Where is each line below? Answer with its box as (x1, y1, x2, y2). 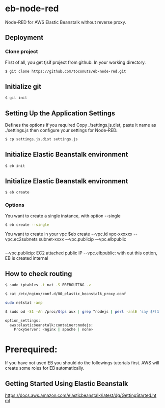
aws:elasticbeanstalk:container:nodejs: (9, 323, 93, 327)
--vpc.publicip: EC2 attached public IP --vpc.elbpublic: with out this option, (5, 250, 157, 256)
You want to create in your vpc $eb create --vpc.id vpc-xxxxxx (5, 231, 133, 237)
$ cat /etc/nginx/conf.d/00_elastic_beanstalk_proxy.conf (5, 292, 126, 297)
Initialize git (5, 82, 42, 91)
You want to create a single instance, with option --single (5, 213, 121, 218)
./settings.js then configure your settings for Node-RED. (5, 127, 118, 133)
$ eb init (5, 163, 26, 168)
